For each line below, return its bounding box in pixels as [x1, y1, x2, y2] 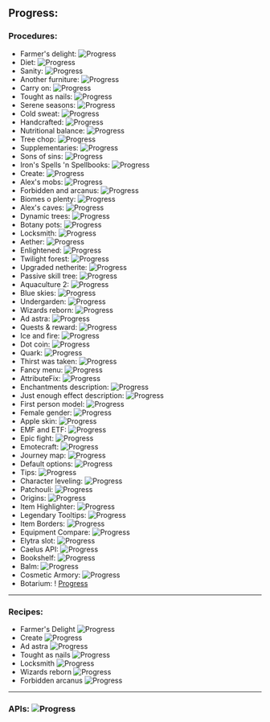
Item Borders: [19, 519, 66, 528]
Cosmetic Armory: [19, 570, 81, 580]
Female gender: [19, 408, 72, 417]
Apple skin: [19, 416, 58, 425]
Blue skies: [19, 288, 56, 297]
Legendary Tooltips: [19, 510, 87, 519]
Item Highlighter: [19, 502, 76, 511]
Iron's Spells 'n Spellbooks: [19, 160, 110, 170]
